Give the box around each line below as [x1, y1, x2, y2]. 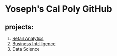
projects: [5, 23, 34, 31]
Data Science [12, 46, 40, 52]
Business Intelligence [12, 41, 56, 47]
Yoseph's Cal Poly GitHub [5, 3, 112, 15]
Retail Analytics [12, 36, 44, 41]
